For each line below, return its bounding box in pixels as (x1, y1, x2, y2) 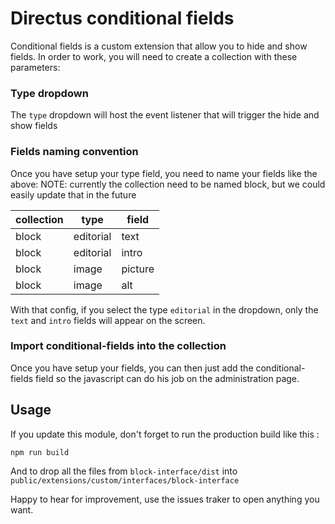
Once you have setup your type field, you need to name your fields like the (10, 167, 318, 179)
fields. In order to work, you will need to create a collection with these (10, 50, 298, 62)
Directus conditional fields (10, 7, 235, 30)
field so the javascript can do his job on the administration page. (35, 372, 300, 384)
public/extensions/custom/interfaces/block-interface (10, 475, 240, 486)
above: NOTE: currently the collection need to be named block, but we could (10, 178, 326, 190)
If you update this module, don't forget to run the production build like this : (10, 428, 320, 440)
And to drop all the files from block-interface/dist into (10, 465, 238, 477)
